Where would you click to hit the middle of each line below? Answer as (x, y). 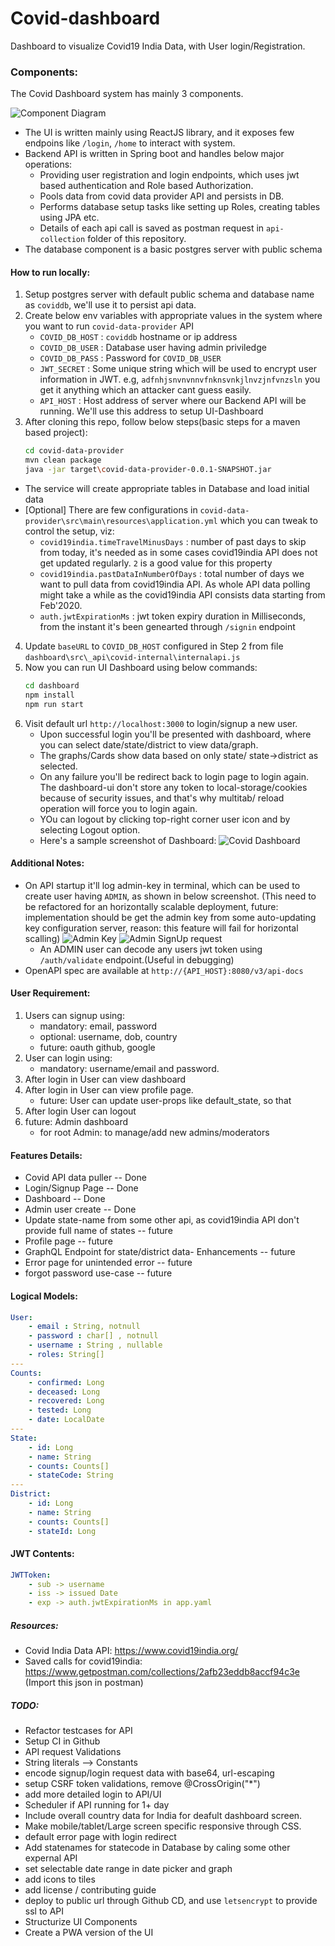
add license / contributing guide (90, 1890)
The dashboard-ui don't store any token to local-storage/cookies (173, 787)
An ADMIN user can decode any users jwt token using (151, 949)
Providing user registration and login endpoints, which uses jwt (169, 175)
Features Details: (46, 1155)
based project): (56, 433)
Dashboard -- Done (65, 1199)
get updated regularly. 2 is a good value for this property (156, 563)
